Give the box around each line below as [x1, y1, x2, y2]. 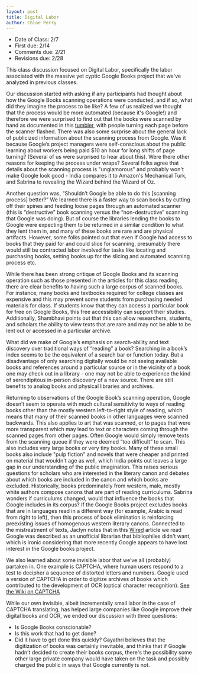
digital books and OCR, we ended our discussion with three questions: [6, 612, 177, 620]
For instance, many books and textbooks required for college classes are [6, 290, 184, 297]
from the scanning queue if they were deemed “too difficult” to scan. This [6, 438, 186, 445]
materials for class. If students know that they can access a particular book [6, 302, 189, 309]
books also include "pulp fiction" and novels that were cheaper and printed [6, 451, 189, 458]
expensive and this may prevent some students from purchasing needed [6, 296, 183, 303]
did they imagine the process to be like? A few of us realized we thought [6, 103, 182, 110]
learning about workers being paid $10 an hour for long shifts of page [6, 147, 176, 154]
